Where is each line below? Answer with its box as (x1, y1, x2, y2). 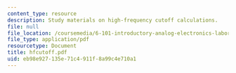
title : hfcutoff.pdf (7, 49, 68, 56)
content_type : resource (7, 10, 77, 17)
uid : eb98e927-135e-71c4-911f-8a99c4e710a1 (7, 56, 137, 63)
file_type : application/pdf (7, 36, 90, 43)
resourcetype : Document (7, 42, 77, 49)
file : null (7, 23, 39, 30)
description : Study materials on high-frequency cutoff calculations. (7, 17, 218, 24)
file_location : (7, 29, 52, 37)
